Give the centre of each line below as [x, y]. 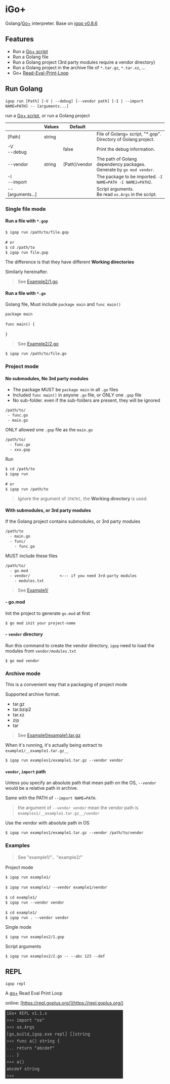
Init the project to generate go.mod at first [48, 613]
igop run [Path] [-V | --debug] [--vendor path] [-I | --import [74, 101]
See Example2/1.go [38, 281]
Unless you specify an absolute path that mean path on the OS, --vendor [81, 783]
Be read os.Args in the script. [126, 194]
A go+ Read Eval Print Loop [34, 993]
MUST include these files [31, 556]
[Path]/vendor [78, 164]
